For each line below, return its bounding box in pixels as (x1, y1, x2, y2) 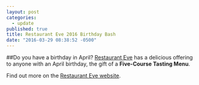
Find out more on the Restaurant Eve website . (6, 72, 121, 79)
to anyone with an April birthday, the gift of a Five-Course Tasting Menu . (6, 60, 190, 67)
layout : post (6, 8, 40, 15)
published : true (6, 25, 48, 32)
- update (12, 20, 34, 26)
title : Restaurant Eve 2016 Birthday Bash (6, 32, 116, 38)
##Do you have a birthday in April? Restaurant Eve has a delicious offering (6, 54, 194, 61)
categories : (6, 15, 37, 21)
